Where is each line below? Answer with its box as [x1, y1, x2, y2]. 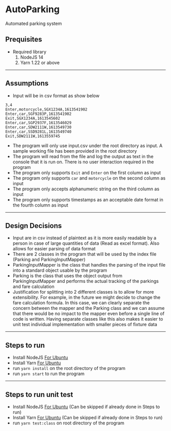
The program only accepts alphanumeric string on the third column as [12, 186, 159, 192]
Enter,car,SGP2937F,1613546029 [5, 120, 72, 125]
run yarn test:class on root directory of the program [12, 420, 125, 426]
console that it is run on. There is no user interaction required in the [12, 159, 154, 165]
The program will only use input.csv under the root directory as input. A [12, 142, 163, 149]
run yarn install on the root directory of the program [12, 365, 126, 371]
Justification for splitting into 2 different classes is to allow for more [12, 289, 154, 295]
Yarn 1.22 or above [20, 60, 60, 66]
